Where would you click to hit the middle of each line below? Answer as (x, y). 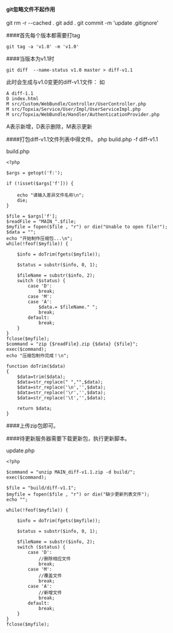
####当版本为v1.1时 (30, 59)
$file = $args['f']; (32, 216)
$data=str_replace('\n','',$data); (62, 388)
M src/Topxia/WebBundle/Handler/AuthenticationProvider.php (83, 115)
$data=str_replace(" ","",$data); (60, 382)
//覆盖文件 (50, 576)
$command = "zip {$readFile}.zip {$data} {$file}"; (72, 344)
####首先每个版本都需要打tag (43, 36)
